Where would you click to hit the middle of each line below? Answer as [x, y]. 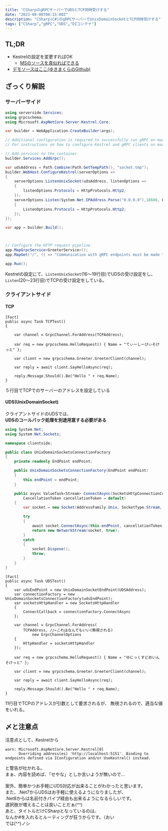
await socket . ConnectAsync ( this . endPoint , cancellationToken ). [99, 526]
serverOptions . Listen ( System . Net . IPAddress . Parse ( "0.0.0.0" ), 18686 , [87, 200]
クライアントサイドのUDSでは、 [38, 414]
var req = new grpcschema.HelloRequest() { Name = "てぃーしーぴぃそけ [87, 344]
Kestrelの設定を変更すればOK [42, 57]
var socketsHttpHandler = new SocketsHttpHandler [67, 603]
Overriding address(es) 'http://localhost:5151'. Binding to [83, 753]
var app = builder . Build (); [34, 228]
